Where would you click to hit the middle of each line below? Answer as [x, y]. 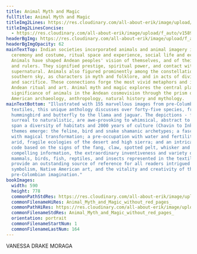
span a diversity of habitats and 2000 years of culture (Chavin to [97, 126]
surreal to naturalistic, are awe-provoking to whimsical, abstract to [101, 121]
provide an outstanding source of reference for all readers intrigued [101, 164]
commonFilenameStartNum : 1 [44, 224]
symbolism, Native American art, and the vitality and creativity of [98, 169]
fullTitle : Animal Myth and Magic [48, 17]
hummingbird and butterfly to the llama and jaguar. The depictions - [99, 115]
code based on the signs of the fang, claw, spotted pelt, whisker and [101, 147]
